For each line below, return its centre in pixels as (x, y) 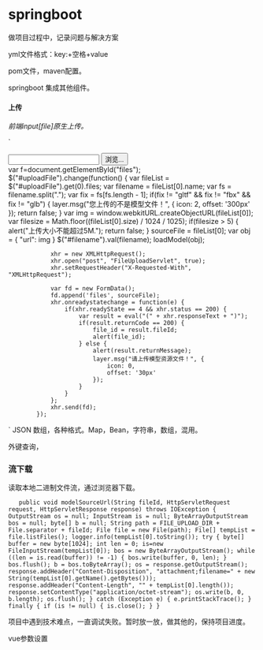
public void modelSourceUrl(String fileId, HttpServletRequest (124, 502)
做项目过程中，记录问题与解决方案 (63, 37)
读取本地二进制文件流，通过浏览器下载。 (74, 487)
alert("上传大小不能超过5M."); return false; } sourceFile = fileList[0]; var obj (129, 231)
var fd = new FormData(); (93, 289)
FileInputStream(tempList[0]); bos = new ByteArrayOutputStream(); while (132, 551)
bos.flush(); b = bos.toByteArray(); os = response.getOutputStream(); (128, 565)
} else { (93, 344)
